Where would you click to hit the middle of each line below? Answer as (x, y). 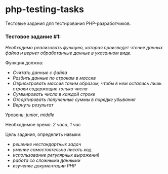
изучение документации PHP (44, 166)
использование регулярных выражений (56, 155)
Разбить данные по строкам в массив (54, 78)
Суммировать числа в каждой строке (54, 94)
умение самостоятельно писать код (52, 150)
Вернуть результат (33, 105)
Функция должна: (24, 63)
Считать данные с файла (40, 73)
